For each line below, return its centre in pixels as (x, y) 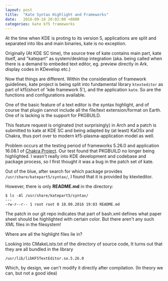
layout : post (19, 10)
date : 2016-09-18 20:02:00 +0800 (42, 19)
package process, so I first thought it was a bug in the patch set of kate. (79, 162)
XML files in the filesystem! (33, 225)
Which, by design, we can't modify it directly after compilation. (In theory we (84, 268)
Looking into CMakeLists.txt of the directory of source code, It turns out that (84, 244)
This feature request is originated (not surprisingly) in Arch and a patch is (81, 125)
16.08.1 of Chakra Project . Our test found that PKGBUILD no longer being (80, 151)
